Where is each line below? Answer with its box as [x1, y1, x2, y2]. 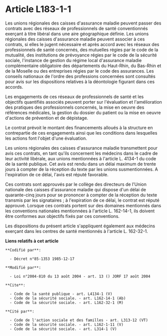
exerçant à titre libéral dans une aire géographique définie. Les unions [5, 31, 149, 37]
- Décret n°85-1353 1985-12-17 [9, 256, 75, 261]
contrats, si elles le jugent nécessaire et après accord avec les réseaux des [5, 41, 160, 47]
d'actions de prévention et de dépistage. [5, 115, 89, 121]
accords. [5, 84, 23, 90]
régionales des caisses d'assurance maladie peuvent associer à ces [5, 36, 145, 42]
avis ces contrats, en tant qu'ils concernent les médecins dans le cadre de [5, 150, 158, 156]
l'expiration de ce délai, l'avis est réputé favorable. [5, 171, 109, 177]
